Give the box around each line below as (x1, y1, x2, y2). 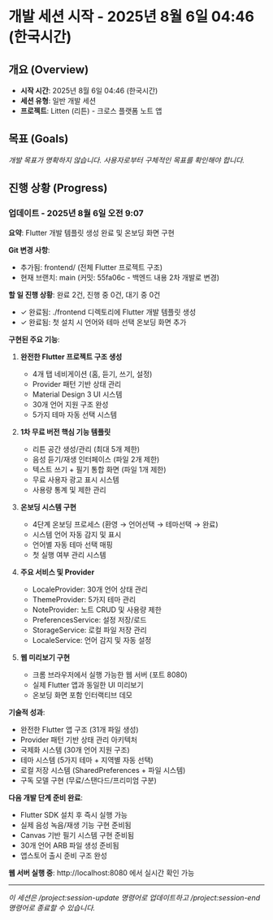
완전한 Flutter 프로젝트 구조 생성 (19, 351, 123, 362)
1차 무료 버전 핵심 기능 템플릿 (19, 427, 111, 436)
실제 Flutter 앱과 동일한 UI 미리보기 (32, 679, 144, 689)
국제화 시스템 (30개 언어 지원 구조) (19, 744, 130, 754)
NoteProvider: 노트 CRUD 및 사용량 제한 (32, 605, 162, 614)
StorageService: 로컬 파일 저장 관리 (32, 625, 148, 635)
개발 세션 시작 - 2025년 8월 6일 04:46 (8, 7, 254, 26)
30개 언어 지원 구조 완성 (32, 399, 109, 409)
